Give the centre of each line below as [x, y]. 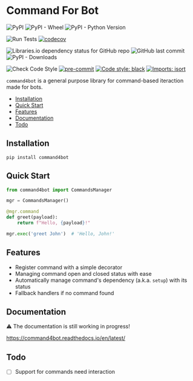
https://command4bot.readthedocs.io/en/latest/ [66, 338]
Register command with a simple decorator [69, 267]
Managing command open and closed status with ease [83, 273]
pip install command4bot [38, 157]
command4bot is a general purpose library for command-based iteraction [95, 80]
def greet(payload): [32, 217]
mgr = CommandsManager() [38, 201]
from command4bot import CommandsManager [59, 190]
